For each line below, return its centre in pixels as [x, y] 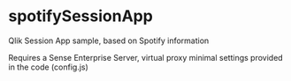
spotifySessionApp [81, 16]
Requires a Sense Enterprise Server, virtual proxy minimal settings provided [146, 57]
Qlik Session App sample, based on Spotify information [109, 40]
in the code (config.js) [49, 67]
